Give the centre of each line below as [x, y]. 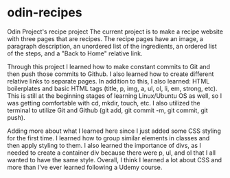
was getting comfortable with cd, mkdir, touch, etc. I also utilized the [104, 103]
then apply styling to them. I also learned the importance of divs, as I [104, 145]
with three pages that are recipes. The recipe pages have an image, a [105, 38]
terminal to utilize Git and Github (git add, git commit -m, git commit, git [107, 110]
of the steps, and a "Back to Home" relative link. [75, 53]
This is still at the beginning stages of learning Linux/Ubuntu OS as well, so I [114, 96]
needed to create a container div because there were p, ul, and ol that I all [112, 153]
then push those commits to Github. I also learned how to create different [111, 74]
